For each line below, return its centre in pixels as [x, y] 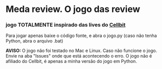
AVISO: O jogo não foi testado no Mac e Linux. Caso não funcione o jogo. [81, 50]
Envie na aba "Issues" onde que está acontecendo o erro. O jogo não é [79, 56]
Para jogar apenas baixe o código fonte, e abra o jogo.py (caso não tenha [81, 35]
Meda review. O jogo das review [73, 9]
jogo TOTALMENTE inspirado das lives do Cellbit [65, 25]
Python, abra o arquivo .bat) [34, 41]
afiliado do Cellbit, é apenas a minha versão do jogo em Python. [71, 61]
